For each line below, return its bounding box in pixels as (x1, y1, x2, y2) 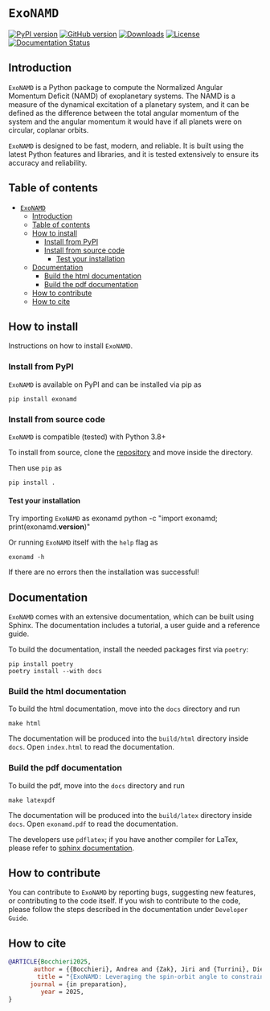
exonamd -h (8, 553, 45, 561)
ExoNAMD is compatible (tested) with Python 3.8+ (8, 432, 166, 442)
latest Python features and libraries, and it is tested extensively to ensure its (8, 149, 260, 158)
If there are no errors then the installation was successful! (8, 567, 199, 577)
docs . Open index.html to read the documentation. (8, 742, 175, 752)
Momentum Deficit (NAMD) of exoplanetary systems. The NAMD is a (8, 91, 235, 101)
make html (8, 720, 42, 728)
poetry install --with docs (8, 667, 103, 675)
